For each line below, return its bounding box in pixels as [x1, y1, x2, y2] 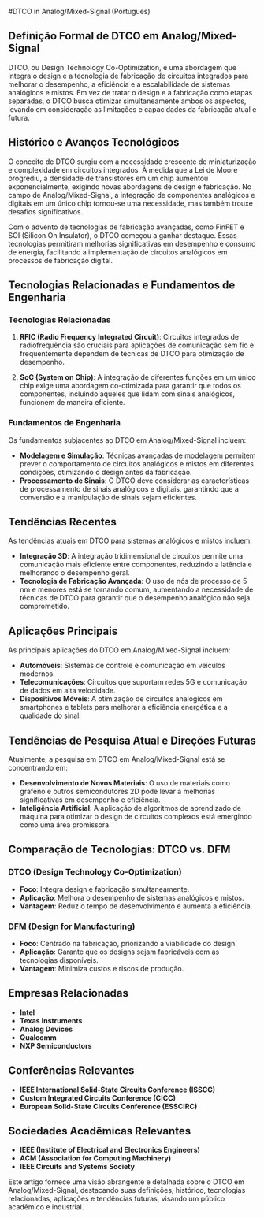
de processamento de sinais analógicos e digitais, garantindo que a [19, 484, 239, 493]
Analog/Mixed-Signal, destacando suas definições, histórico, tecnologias [8, 1186, 246, 1195]
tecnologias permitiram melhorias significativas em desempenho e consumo [8, 239, 256, 248]
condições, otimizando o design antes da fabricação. [19, 467, 192, 477]
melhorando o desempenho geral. [19, 568, 130, 577]
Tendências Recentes [8, 515, 117, 529]
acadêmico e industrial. [8, 1202, 84, 1212]
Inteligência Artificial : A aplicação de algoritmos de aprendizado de [19, 804, 242, 813]
